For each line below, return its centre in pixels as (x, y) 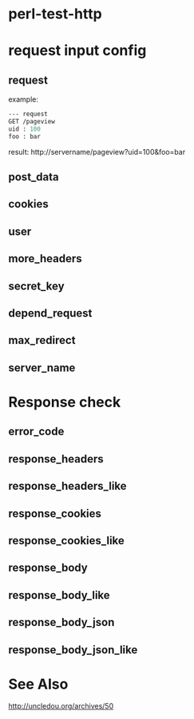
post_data (34, 177)
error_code (36, 432)
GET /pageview (32, 122)
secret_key (37, 286)
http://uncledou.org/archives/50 (61, 706)
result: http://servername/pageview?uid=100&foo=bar (97, 151)
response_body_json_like (73, 650)
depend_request (50, 313)
